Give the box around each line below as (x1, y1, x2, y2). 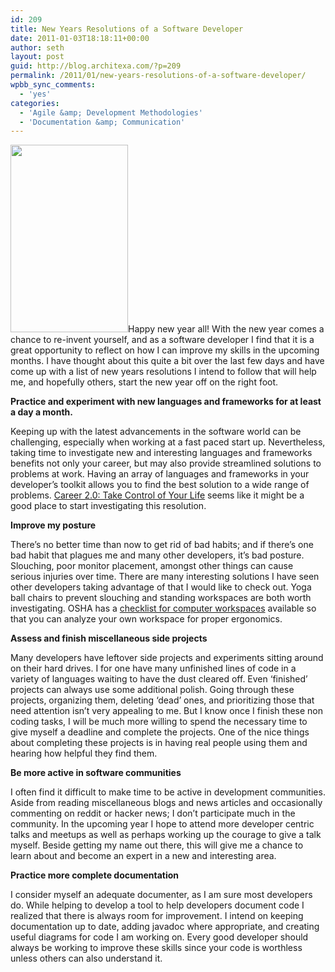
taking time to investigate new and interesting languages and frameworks (10, 447, 313, 459)
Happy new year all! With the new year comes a (128, 323, 325, 335)
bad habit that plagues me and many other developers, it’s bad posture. (10, 549, 305, 561)
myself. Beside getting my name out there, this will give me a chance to (10, 839, 304, 851)
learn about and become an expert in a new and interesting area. (10, 850, 277, 862)
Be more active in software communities (10, 767, 182, 779)
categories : (10, 98, 60, 108)
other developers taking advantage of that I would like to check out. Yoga (10, 581, 312, 593)
